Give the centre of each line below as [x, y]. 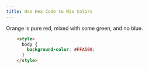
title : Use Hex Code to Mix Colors [49, 11]
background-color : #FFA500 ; [61, 50]
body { [30, 44]
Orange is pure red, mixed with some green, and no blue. [74, 28]
